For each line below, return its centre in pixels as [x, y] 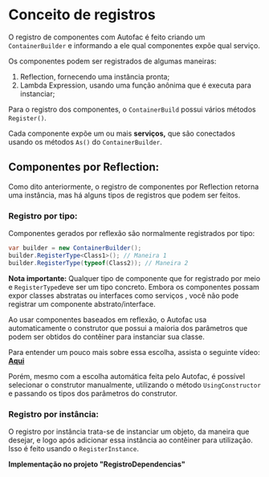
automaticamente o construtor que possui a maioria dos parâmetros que [128, 328]
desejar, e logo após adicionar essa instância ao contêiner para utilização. [130, 440]
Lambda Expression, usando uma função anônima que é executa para [135, 85]
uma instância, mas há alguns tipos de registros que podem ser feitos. [124, 195]
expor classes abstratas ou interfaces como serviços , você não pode [124, 296]
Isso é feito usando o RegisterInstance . [73, 448]
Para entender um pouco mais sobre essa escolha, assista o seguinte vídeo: [134, 352]
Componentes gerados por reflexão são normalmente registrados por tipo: [132, 234]
